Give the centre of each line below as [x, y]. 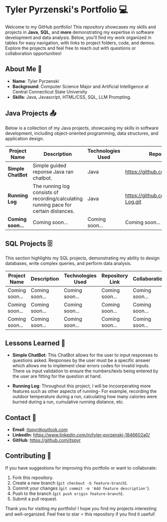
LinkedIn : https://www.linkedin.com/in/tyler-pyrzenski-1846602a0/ [81, 435]
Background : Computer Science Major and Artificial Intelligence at [81, 86]
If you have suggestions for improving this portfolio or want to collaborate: [81, 468]
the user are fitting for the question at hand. [57, 376]
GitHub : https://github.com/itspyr [46, 440]
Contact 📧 [21, 417]
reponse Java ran [53, 172]
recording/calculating [58, 199]
